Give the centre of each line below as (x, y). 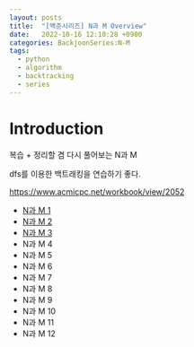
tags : (19, 51)
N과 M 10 (39, 311)
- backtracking (46, 76)
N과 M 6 (37, 266)
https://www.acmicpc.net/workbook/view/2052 (97, 191)
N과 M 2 (37, 221)
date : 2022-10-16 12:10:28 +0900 (76, 34)
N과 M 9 (37, 299)
